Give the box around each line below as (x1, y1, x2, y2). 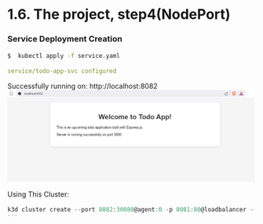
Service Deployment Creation (7, 34, 122, 45)
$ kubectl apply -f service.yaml (7, 52, 121, 60)
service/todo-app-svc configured (7, 67, 117, 75)
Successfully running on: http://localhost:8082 (7, 81, 158, 91)
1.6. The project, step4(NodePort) (7, 5, 231, 23)
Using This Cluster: (7, 190, 70, 199)
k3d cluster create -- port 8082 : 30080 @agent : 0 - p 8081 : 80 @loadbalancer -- (7, 205, 258, 213)
